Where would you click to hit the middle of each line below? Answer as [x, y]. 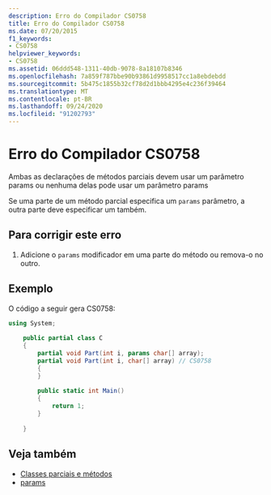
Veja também [42, 454]
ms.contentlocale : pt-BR [50, 99]
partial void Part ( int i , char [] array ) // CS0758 [125, 361]
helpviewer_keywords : [45, 54]
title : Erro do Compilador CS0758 [67, 24]
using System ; [32, 323]
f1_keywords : [30, 39]
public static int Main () [81, 391]
